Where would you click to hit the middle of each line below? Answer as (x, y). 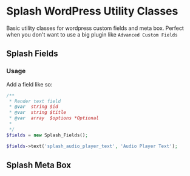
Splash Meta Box (39, 165)
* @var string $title (38, 113)
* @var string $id (34, 107)
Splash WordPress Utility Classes (92, 11)
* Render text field (35, 101)
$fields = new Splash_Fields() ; (47, 135)
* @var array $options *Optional (54, 118)
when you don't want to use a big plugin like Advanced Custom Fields (92, 34)
